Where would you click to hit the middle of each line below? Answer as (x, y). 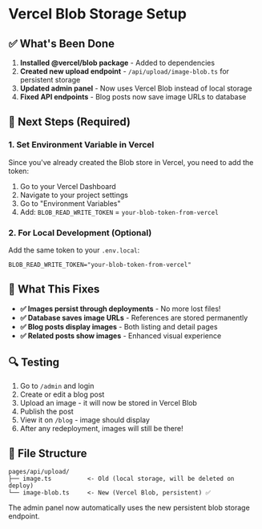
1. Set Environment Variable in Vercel (81, 145)
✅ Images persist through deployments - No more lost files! (120, 309)
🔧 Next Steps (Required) (69, 122)
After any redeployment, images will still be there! (101, 428)
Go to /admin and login (57, 386)
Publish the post (46, 411)
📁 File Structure (48, 453)
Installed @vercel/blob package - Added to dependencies (117, 63)
